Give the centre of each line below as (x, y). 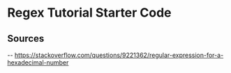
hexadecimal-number (38, 63)
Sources (26, 39)
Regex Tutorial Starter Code (90, 13)
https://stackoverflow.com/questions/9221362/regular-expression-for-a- (119, 55)
